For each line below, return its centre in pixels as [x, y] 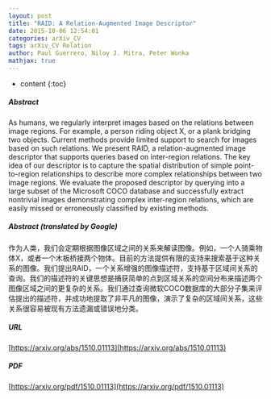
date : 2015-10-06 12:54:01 [54, 31]
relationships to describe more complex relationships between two [152, 173]
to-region [24, 173]
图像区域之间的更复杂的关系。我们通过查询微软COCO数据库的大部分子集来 [132, 288]
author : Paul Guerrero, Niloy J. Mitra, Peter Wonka [99, 53]
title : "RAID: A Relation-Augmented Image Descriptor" [102, 23]
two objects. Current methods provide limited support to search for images [133, 139]
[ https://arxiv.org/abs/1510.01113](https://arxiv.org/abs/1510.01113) [117, 347]
